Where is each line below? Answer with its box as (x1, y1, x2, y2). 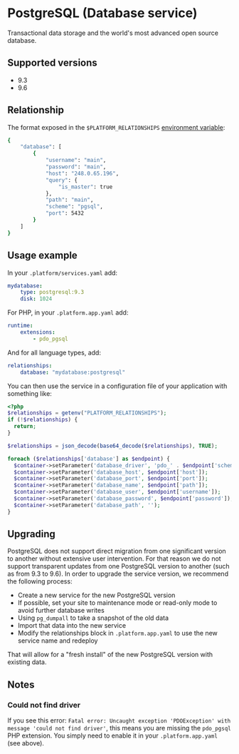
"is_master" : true (58, 183, 113, 190)
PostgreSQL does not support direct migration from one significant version (7, 547, 226, 556)
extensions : (20, 329, 55, 336)
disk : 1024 (20, 295, 53, 302)
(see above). (7, 739, 45, 748)
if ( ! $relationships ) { (7, 416, 78, 424)
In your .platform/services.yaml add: (7, 268, 118, 277)
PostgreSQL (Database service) (7, 5, 198, 21)
